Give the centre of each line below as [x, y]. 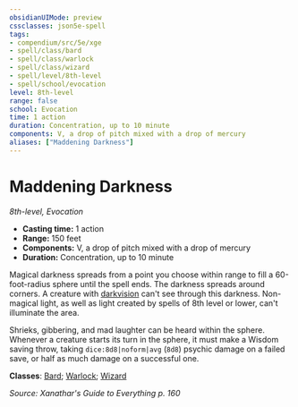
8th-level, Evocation [46, 211]
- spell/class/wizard [50, 68]
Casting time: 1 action [63, 228]
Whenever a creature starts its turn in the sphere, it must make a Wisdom [144, 339]
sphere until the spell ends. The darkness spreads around [159, 284]
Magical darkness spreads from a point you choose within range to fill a [141, 275]
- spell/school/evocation [57, 84]
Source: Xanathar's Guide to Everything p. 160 [95, 393]
